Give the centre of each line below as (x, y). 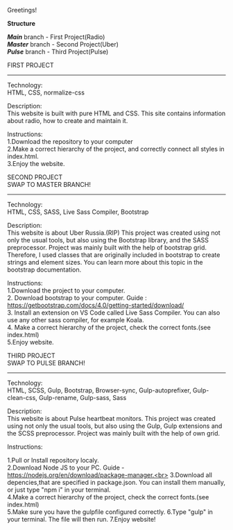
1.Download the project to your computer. (66, 290)
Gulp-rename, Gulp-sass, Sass (83, 398)
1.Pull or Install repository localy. (53, 460)
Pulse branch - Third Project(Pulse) (58, 52)
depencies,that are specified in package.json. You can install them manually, (116, 482)
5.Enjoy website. (31, 342)
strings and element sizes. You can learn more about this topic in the (105, 262)
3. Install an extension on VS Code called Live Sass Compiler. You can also (114, 313)
